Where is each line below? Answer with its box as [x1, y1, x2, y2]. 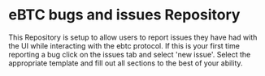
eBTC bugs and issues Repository [8, 6, 241, 24]
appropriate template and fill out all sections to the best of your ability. [8, 58, 243, 68]
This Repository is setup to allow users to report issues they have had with [8, 32, 258, 42]
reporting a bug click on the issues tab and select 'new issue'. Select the [8, 49, 251, 59]
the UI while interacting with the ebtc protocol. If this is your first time [8, 40, 240, 50]
